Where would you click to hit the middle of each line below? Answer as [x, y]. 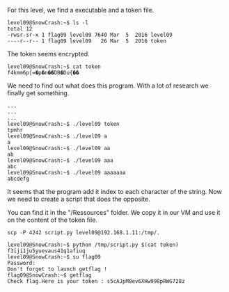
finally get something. [38, 93]
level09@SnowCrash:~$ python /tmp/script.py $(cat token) [93, 245]
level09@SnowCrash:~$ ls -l [48, 23]
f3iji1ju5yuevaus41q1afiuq [46, 251]
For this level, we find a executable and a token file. [81, 10]
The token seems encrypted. [48, 54]
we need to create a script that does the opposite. [79, 199]
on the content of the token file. [52, 220]
